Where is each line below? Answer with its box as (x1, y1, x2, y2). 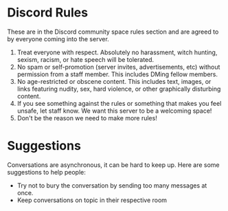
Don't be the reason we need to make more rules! (16, 113, 158, 122)
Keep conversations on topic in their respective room (16, 196, 167, 204)
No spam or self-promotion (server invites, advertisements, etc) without (16, 63, 220, 71)
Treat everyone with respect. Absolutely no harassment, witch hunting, (16, 48, 218, 56)
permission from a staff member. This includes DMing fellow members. (16, 70, 218, 78)
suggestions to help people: (7, 168, 86, 176)
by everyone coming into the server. (7, 34, 110, 43)
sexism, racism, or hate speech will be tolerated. (16, 55, 155, 63)
